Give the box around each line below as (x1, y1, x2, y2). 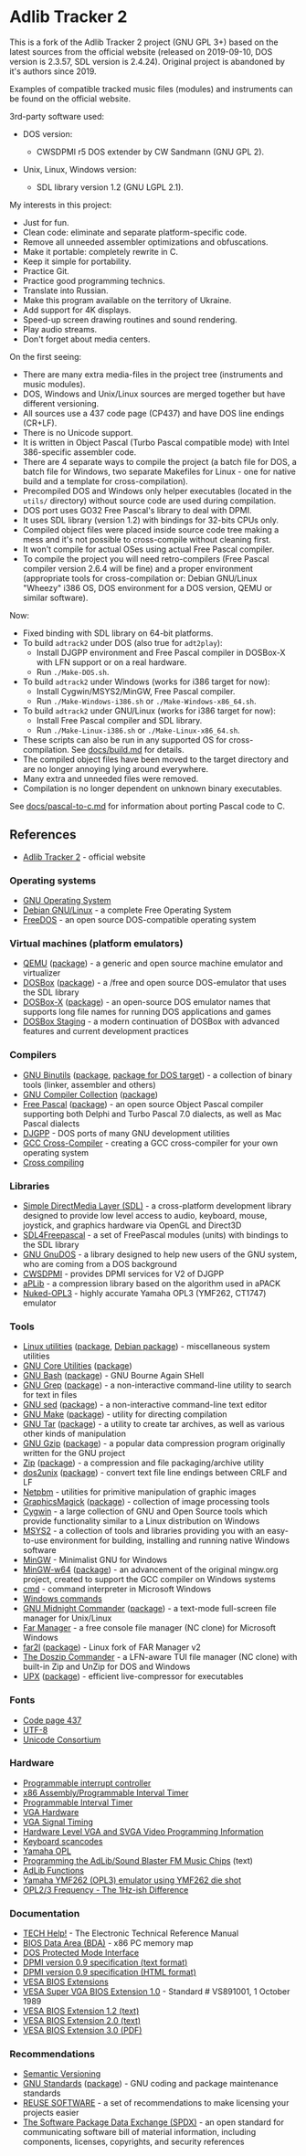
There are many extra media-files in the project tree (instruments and (22, 368, 283, 380)
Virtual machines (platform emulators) (9, 936, 184, 949)
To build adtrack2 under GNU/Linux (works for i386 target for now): (22, 705, 277, 716)
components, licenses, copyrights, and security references (22, 2136, 245, 2148)
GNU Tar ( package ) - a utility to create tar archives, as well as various (22, 1419, 285, 1430)
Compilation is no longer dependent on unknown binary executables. (22, 783, 283, 794)
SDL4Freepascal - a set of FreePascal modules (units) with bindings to (22, 1229, 290, 1240)
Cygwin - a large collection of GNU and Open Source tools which (22, 1506, 268, 1517)
